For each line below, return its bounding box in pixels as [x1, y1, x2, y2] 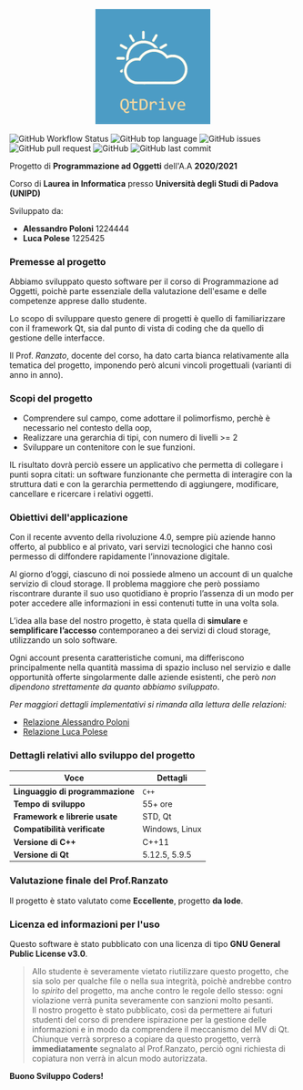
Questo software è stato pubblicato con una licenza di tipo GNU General [9, 938, 280, 949]
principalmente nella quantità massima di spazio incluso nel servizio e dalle [9, 662, 291, 673]
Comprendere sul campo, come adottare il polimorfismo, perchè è [22, 413, 271, 423]
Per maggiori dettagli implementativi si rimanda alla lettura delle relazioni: [9, 699, 287, 710]
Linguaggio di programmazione [13, 786, 135, 797]
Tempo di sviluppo [13, 798, 86, 810]
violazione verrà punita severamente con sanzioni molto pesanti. [31, 994, 274, 1005]
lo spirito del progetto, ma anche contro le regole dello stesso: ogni [31, 984, 284, 996]
